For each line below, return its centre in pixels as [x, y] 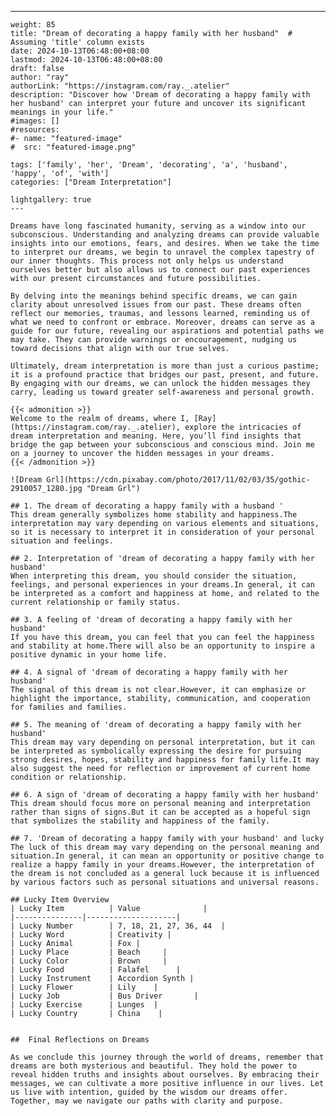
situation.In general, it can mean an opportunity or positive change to [167, 856]
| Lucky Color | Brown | [89, 961]
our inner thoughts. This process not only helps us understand [147, 261]
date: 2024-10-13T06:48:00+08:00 [80, 51]
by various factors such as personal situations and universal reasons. [165, 882]
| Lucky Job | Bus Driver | [104, 996]
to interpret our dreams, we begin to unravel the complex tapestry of [162, 252]
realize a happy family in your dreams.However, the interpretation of [162, 865]
